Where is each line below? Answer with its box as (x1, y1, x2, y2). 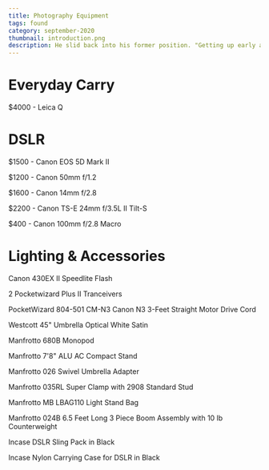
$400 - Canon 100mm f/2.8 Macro (8, 219, 122, 228)
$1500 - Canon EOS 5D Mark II (8, 157, 110, 167)
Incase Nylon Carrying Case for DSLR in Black (8, 452, 160, 462)
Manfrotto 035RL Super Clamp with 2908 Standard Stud (8, 382, 194, 392)
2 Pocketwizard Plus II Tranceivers (8, 289, 122, 299)
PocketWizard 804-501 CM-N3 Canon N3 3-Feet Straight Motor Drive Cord (8, 304, 256, 314)
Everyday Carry (8, 76, 115, 94)
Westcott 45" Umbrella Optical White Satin (8, 319, 149, 329)
